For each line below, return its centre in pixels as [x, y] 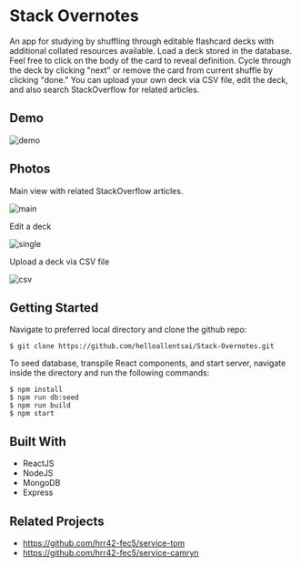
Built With [38, 442]
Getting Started [54, 308]
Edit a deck [30, 226]
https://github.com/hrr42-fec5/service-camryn [110, 553]
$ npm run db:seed [44, 397]
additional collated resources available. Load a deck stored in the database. [151, 50]
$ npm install [36, 390]
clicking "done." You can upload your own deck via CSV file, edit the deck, [149, 79]
